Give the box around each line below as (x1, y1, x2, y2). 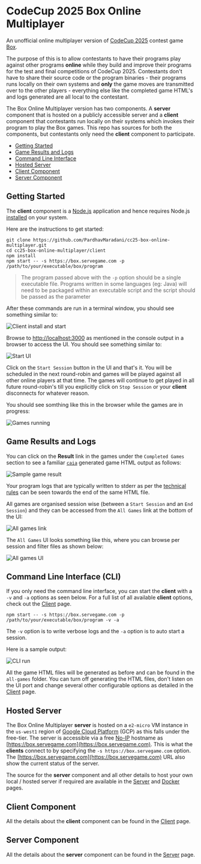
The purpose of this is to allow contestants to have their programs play (6, 55, 181, 62)
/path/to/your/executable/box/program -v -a (6, 617, 119, 623)
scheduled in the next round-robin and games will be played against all (6, 370, 181, 377)
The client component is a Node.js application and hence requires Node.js (6, 207, 190, 214)
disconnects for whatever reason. (6, 389, 89, 397)
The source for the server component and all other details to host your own (6, 771, 193, 779)
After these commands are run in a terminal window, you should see (6, 305, 175, 312)
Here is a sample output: (6, 646, 67, 653)
